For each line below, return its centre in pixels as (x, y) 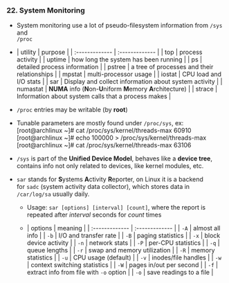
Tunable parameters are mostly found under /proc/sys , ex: (100, 123)
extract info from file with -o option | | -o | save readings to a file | (120, 273)
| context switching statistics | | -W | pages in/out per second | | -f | (122, 265)
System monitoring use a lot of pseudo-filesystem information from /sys (119, 26)
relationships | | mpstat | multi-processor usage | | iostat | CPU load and (119, 74)
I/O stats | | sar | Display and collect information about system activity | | (119, 82)
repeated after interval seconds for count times (94, 215)
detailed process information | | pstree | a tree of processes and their (115, 67)
